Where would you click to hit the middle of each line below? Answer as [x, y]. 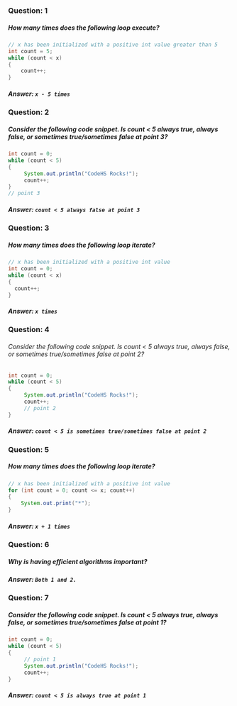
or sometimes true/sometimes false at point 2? [76, 354]
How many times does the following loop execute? [84, 28]
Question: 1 [28, 11]
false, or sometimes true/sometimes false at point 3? [88, 136]
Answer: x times [33, 311]
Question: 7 [28, 598]
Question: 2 [29, 112]
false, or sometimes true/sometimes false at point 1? [87, 622]
